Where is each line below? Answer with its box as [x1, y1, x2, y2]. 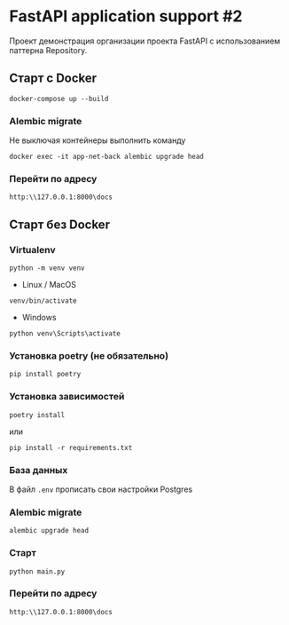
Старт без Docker [9, 217, 111, 232]
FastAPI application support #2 [9, 6, 243, 27]
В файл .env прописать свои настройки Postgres [9, 484, 193, 494]
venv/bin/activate [9, 297, 77, 305]
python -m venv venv [9, 264, 86, 273]
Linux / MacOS [21, 280, 77, 290]
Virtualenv [9, 243, 56, 256]
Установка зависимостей [9, 391, 125, 403]
